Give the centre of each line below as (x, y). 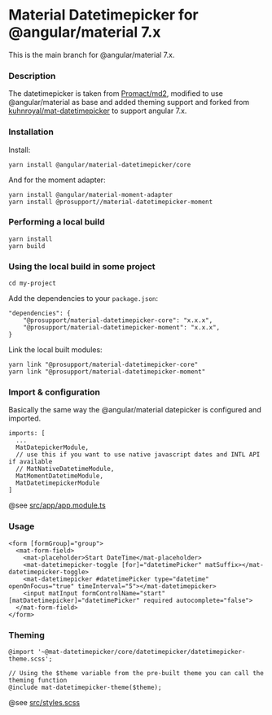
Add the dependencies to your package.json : (83, 299)
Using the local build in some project (82, 266)
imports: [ (27, 434)
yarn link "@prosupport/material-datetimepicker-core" (103, 365)
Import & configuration (54, 392)
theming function (38, 681)
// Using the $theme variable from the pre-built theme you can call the (136, 674)
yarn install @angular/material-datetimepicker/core (100, 164)
